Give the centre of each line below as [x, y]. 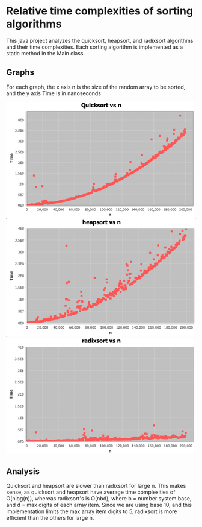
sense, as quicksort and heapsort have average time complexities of [91, 492]
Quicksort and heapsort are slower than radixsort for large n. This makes [96, 485]
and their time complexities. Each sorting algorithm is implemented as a [95, 47]
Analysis [23, 471]
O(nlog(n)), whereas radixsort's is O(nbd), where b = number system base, [99, 498]
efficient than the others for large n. [50, 517]
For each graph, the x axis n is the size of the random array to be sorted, [96, 87]
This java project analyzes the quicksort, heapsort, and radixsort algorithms [100, 40]
